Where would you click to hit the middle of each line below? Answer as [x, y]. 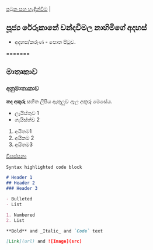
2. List [15, 220]
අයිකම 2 [24, 138]
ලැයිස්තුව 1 [27, 113]
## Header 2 [20, 183]
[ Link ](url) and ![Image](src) [44, 242]
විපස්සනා [16, 156]
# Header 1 [19, 178]
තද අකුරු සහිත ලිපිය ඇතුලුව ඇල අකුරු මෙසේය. [59, 101]
